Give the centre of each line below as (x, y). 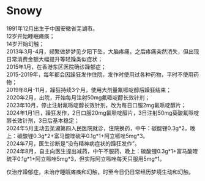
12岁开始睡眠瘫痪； (31, 36)
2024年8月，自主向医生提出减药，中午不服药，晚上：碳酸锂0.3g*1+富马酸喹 (102, 151)
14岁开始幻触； (25, 44)
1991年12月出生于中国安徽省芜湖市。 (52, 28)
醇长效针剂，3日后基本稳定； (43, 120)
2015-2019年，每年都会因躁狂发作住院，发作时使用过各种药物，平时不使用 (100, 74)
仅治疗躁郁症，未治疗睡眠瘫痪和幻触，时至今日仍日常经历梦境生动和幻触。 (100, 172)
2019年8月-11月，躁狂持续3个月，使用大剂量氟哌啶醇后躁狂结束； (89, 90)
